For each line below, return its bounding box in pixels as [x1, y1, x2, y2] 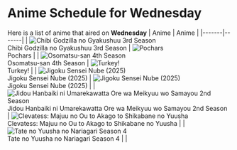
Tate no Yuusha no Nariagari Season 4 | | [7, 134, 128, 143]
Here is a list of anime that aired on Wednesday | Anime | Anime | [7, 28, 199, 37]
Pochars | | [7, 51, 40, 60]
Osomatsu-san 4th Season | [7, 58, 89, 67]
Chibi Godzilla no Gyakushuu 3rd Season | [7, 43, 131, 52]
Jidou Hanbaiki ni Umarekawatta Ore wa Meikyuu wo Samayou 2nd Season [7, 104, 228, 112]
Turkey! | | [7, 66, 38, 75]
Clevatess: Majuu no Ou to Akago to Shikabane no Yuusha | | [7, 119, 186, 127]
